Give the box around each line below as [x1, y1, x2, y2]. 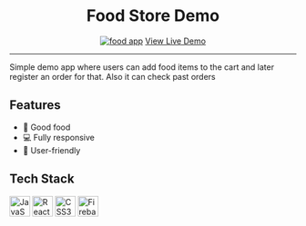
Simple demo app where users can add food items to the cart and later [9, 61, 275, 73]
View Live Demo [145, 35, 207, 46]
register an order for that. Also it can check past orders [9, 71, 216, 82]
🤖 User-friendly [22, 144, 81, 155]
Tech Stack [9, 172, 75, 187]
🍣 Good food [22, 122, 71, 133]
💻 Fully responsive [22, 132, 96, 142]
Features [9, 97, 61, 113]
